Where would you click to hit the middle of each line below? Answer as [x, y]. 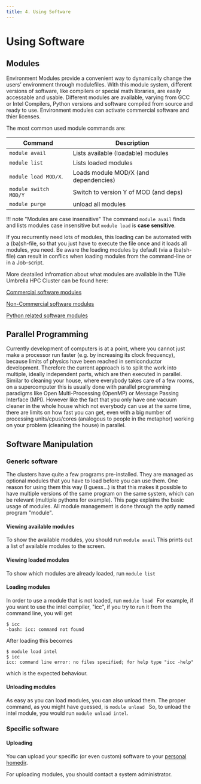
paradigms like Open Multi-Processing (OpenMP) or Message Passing [93, 394]
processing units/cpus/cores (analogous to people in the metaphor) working [100, 419]
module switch [29, 189]
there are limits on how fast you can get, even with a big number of [89, 413]
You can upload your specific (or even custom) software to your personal [96, 756]
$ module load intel [32, 652]
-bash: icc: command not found [45, 629]
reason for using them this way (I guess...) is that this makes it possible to [97, 487]
